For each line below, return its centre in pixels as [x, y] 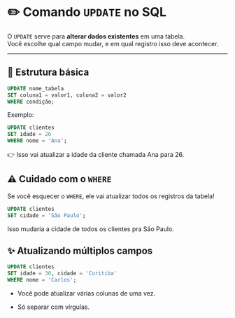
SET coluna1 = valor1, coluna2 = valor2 [67, 95]
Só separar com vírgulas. [54, 307]
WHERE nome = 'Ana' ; [37, 141]
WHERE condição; [31, 102]
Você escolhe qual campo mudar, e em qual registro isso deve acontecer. [113, 43]
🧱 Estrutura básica [48, 72]
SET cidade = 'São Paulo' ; [47, 215]
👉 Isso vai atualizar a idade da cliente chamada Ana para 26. [96, 154]
